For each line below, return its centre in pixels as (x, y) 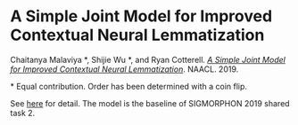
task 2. (23, 113)
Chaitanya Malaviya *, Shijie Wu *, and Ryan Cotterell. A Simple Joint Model (148, 59)
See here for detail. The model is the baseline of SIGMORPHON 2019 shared (150, 103)
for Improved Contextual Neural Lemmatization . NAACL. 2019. (124, 69)
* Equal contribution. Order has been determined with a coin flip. (129, 86)
